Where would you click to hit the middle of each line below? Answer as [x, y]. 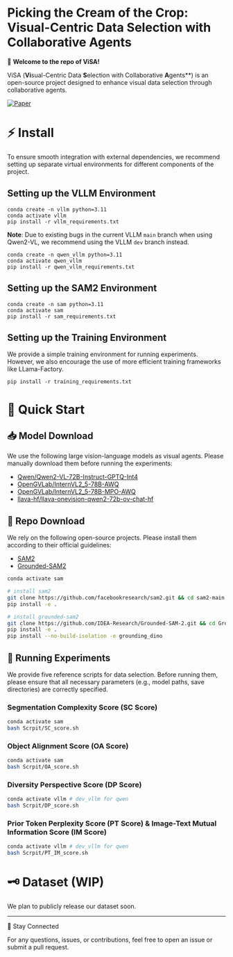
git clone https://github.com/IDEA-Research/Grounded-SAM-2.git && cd [111, 623]
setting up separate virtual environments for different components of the [111, 164]
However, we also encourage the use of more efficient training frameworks [114, 362]
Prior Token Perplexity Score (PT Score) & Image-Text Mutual [112, 823]
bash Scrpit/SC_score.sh [43, 728]
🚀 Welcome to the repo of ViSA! [54, 61]
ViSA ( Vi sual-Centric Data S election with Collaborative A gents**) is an [108, 75]
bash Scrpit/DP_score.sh [43, 806]
